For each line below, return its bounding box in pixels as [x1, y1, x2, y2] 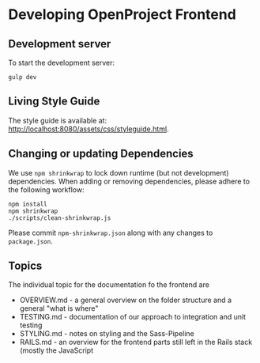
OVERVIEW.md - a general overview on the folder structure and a [19, 295, 232, 305]
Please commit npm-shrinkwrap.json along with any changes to [8, 228, 213, 237]
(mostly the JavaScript [19, 346, 93, 355]
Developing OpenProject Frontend [8, 6, 237, 24]
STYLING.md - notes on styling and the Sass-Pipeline [19, 329, 195, 338]
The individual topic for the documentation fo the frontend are [8, 280, 209, 289]
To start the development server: [8, 58, 115, 67]
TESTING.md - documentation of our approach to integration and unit [19, 312, 247, 322]
